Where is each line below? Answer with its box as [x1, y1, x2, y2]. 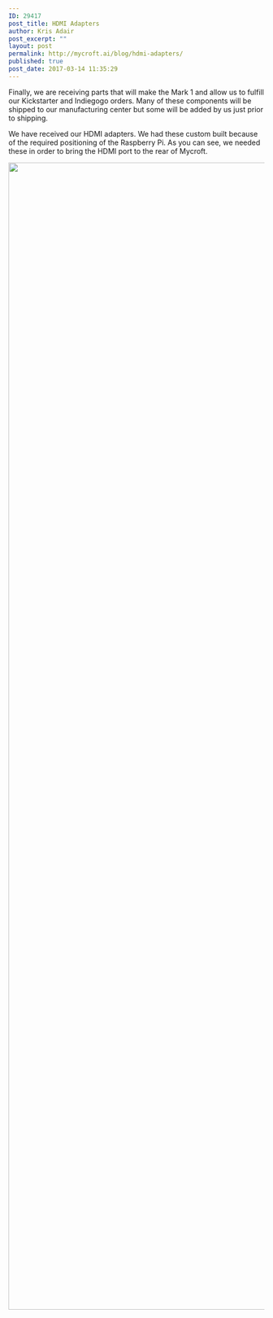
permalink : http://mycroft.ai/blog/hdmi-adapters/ [8, 50, 184, 58]
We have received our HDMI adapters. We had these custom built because [8, 129, 258, 138]
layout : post [8, 42, 53, 50]
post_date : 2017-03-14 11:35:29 [8, 65, 118, 73]
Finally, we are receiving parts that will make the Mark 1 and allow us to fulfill [8, 87, 264, 97]
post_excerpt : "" [8, 34, 67, 43]
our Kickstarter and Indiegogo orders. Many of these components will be [8, 95, 252, 106]
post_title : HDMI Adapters [8, 20, 100, 28]
